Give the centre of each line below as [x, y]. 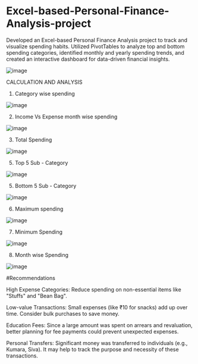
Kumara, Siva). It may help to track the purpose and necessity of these [93, 349]
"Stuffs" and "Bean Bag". [37, 296]
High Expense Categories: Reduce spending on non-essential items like [94, 289]
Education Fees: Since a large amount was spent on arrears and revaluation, [100, 325]
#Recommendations [31, 278]
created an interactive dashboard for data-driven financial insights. [88, 59]
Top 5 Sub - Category [41, 162]
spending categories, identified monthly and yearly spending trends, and [95, 52]
